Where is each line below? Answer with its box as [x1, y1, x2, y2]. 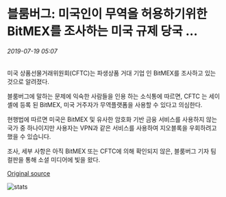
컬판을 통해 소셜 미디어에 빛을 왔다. [7, 156, 101, 164]
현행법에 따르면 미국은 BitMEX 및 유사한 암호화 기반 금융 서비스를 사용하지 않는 [7, 115, 218, 124]
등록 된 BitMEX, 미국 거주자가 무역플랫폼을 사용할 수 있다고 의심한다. [19, 101, 203, 109]
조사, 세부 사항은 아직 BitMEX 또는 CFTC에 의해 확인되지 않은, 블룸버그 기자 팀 [7, 147, 217, 155]
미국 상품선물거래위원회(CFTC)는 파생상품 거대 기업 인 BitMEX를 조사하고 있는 [7, 69, 216, 78]
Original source [7, 170, 51, 178]
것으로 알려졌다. [7, 78, 50, 86]
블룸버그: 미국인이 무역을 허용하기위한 [7, 6, 208, 22]
